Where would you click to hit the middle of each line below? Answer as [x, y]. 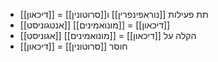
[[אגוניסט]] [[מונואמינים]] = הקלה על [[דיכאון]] [108, 35]
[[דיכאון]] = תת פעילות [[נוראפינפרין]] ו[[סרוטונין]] [114, 14]
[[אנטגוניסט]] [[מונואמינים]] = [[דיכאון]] [95, 25]
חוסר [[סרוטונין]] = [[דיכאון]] [73, 46]
